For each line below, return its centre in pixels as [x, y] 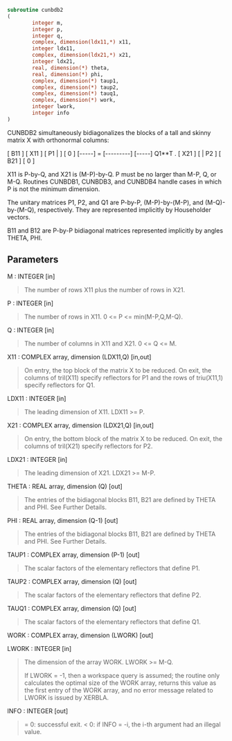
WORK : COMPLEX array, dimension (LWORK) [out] [80, 635]
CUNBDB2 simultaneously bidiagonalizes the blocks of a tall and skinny [109, 132]
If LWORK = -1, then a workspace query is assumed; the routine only [122, 675]
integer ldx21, [54, 62]
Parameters [33, 260]
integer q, [48, 36]
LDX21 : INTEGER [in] [37, 459]
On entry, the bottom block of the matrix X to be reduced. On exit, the [123, 438]
